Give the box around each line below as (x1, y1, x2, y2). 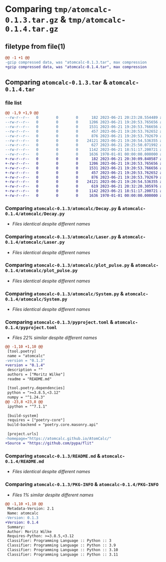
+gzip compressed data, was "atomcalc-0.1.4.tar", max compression (5, 64, 147, 70)
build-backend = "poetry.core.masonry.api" (7, 422, 98, 427)
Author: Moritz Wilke (7, 529, 52, 534)
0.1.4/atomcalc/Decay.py (5, 211, 65, 217)
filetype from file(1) (5, 42, 66, 50)
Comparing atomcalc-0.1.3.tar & (5, 78, 108, 87)
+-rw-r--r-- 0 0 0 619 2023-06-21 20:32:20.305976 (5, 184, 158, 189)
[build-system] (7, 413, 39, 418)
